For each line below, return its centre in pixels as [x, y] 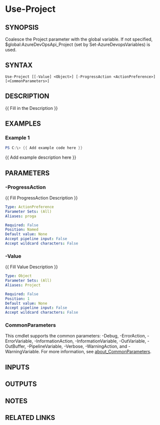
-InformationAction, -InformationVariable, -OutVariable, [90, 341]
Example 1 [18, 138]
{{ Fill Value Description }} [32, 267]
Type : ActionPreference [30, 207]
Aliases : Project [23, 285]
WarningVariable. [23, 352]
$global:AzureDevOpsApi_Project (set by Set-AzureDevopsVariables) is [78, 45]
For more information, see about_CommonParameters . [96, 352]
